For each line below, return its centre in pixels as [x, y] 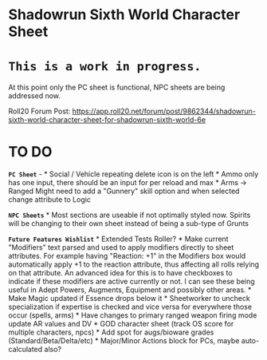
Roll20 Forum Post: [39, 111]
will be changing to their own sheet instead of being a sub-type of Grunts [129, 224]
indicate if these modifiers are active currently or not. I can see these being [132, 282]
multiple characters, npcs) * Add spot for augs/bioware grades [111, 332]
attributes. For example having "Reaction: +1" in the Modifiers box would [127, 256]
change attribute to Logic [50, 200]
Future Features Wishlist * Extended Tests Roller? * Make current [118, 239]
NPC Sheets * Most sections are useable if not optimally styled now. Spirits [130, 215]
